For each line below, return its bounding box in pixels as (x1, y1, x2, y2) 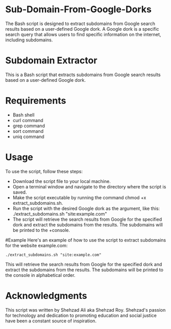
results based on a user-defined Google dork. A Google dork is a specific (5, 26, 159, 32)
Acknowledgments (5, 290, 88, 301)
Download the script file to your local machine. (12, 178, 111, 184)
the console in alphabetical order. (5, 272, 76, 278)
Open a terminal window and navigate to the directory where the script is (12, 183, 166, 190)
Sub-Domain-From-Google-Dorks (5, 4, 152, 15)
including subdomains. (5, 37, 53, 43)
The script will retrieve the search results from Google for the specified (12, 216, 162, 222)
